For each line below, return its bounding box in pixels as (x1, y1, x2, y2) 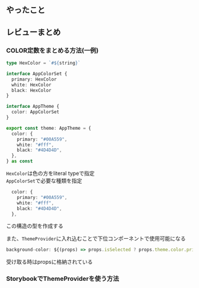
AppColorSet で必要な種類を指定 (6, 177, 82, 184)
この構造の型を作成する (6, 222, 63, 229)
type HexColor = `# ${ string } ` (6, 60, 81, 66)
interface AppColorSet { (6, 71, 68, 76)
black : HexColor (11, 87, 52, 93)
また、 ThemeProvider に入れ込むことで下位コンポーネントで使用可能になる (6, 235, 186, 242)
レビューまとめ (6, 27, 61, 37)
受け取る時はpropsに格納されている (6, 258, 93, 265)
